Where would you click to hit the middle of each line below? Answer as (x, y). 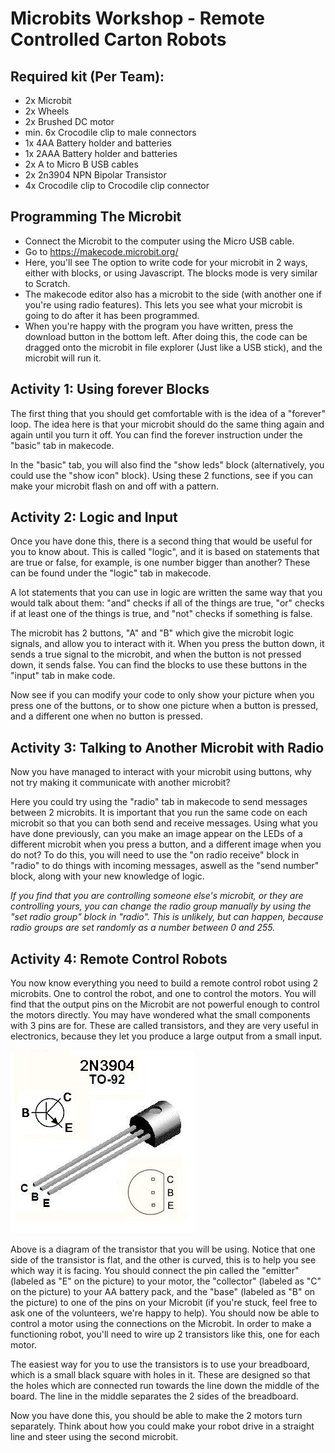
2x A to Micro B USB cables (81, 164)
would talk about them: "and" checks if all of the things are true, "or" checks (167, 603)
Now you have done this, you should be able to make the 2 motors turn (156, 1416)
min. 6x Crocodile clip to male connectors (110, 132)
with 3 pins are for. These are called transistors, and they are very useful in (164, 1026)
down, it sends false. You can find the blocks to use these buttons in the (159, 665)
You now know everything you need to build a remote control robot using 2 (164, 983)
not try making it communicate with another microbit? (120, 783)
